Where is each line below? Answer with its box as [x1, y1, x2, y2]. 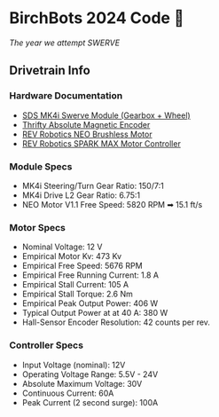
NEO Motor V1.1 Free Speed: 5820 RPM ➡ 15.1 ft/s [21, 199, 203, 209]
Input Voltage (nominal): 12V [21, 359, 126, 370]
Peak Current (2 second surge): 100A [21, 397, 159, 407]
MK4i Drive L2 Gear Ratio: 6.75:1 [21, 190, 141, 201]
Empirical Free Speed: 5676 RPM [21, 261, 144, 271]
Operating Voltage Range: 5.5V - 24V [21, 368, 159, 380]
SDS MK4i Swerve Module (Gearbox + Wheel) [21, 110, 191, 121]
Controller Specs [9, 339, 84, 351]
